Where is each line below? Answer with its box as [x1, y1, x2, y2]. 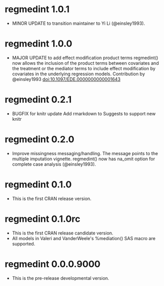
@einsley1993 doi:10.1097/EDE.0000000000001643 [12, 76, 121, 82]
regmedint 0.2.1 [5, 94, 72, 106]
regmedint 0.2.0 [5, 134, 74, 145]
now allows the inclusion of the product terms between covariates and [12, 60, 159, 66]
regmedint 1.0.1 [5, 4, 70, 15]
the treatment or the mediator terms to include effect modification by [12, 65, 155, 71]
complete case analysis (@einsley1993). [12, 161, 96, 167]
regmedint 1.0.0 [5, 38, 72, 50]
